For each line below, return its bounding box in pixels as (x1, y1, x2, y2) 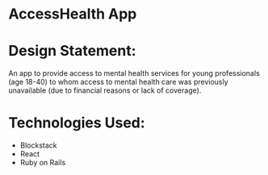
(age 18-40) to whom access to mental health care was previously (8, 77, 228, 87)
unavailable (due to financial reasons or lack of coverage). (8, 85, 202, 95)
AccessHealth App (8, 5, 137, 23)
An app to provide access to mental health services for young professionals (8, 69, 260, 78)
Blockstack (19, 140, 58, 150)
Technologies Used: (8, 114, 145, 132)
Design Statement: (8, 42, 136, 60)
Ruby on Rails (19, 158, 66, 168)
